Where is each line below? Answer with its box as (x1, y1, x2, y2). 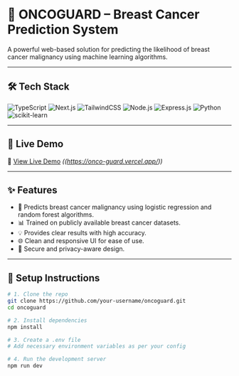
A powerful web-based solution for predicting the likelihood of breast (7, 45, 210, 53)
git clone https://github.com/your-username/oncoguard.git (7, 298, 186, 305)
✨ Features (7, 184, 58, 196)
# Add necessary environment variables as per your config (7, 343, 186, 350)
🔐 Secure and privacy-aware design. (17, 245, 125, 253)
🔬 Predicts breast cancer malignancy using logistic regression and (17, 203, 212, 212)
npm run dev (7, 362, 43, 370)
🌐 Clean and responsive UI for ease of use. (17, 237, 144, 245)
